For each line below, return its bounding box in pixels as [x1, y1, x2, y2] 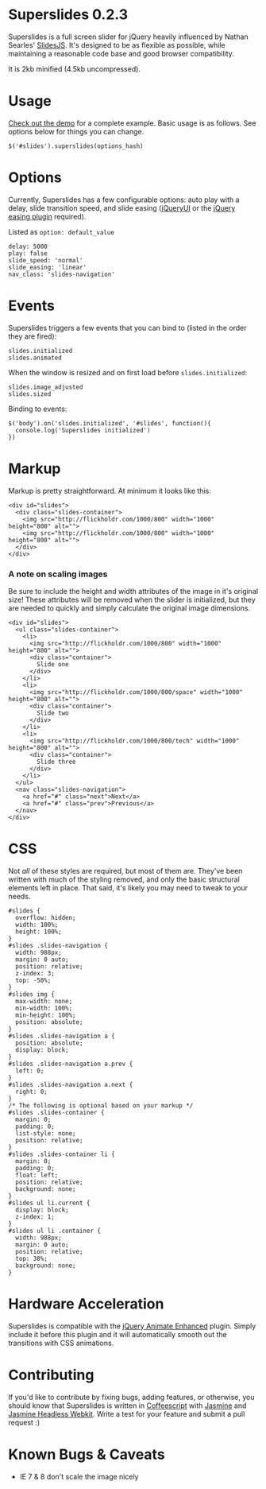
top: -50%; [15, 976, 52, 984]
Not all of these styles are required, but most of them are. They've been [8, 866, 243, 875]
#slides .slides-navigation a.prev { [8, 1060, 133, 1068]
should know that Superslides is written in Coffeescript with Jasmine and [8, 1401, 247, 1410]
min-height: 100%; [15, 1011, 77, 1019]
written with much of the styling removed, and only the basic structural [8, 874, 240, 884]
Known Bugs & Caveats [8, 1445, 165, 1464]
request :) [8, 1417, 40, 1427]
